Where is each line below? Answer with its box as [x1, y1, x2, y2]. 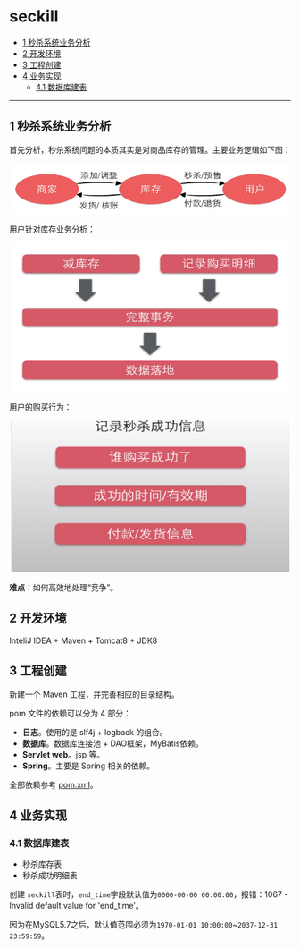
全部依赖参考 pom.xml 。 [9, 779, 98, 790]
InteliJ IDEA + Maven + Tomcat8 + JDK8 [9, 635, 158, 646]
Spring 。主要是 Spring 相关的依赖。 [21, 760, 155, 771]
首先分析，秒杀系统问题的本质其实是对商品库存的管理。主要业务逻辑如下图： [9, 144, 291, 155]
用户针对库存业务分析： [9, 224, 96, 234]
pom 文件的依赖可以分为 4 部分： [9, 708, 132, 718]
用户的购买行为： [9, 401, 72, 412]
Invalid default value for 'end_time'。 [9, 901, 145, 911]
